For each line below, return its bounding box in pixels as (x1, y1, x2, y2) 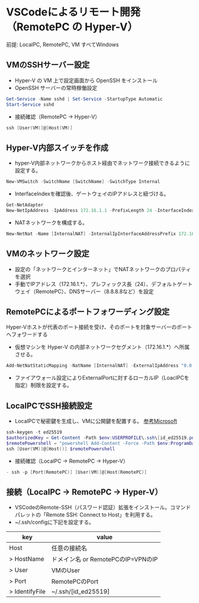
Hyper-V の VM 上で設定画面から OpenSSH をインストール (14, 76, 158, 84)
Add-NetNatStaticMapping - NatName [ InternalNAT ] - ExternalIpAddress (6, 363, 179, 369)
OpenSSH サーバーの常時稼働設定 (14, 84, 98, 91)
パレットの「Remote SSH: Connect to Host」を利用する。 (14, 511, 156, 518)
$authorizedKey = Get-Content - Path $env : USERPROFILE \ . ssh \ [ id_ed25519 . (6, 435, 190, 441)
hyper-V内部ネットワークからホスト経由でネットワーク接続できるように (14, 159, 191, 166)
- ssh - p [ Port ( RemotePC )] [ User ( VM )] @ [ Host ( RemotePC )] (6, 469, 147, 475)
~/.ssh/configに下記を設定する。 (14, 519, 95, 526)
